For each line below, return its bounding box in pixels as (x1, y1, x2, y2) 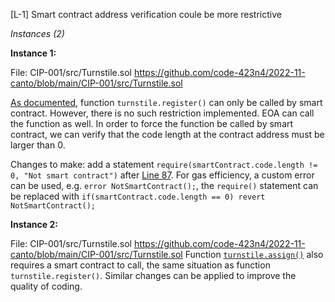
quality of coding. (10, 280, 83, 292)
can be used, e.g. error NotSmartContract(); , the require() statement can (10, 180, 319, 191)
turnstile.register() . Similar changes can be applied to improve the (10, 270, 297, 281)
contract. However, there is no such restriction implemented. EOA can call (10, 107, 315, 119)
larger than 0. (10, 139, 66, 151)
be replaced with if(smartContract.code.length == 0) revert (10, 190, 266, 202)
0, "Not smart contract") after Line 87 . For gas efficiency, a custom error (10, 169, 315, 181)
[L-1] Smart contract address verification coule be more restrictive (10, 9, 282, 20)
